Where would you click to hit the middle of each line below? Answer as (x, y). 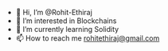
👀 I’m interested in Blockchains (66, 21)
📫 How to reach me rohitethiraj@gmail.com (88, 38)
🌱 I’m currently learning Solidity (67, 29)
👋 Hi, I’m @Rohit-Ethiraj (54, 12)
